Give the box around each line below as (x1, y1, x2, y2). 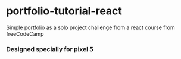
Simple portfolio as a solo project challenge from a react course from (6, 24, 175, 31)
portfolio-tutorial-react (6, 4, 122, 18)
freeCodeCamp (6, 30, 44, 37)
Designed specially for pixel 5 (6, 45, 94, 53)
